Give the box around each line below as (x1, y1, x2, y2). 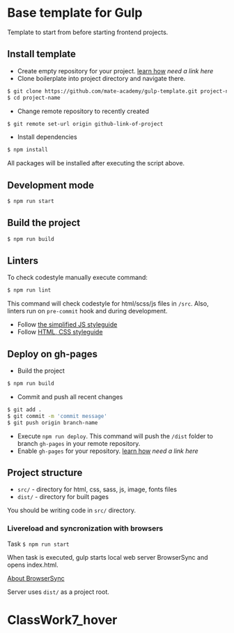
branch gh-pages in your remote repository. (17, 439, 141, 447)
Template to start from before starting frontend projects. (7, 28, 169, 36)
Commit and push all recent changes (17, 393, 123, 401)
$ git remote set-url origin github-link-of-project (7, 120, 164, 127)
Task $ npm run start (7, 539, 70, 548)
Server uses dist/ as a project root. (7, 588, 110, 596)
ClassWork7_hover (7, 612, 118, 627)
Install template (7, 48, 77, 60)
